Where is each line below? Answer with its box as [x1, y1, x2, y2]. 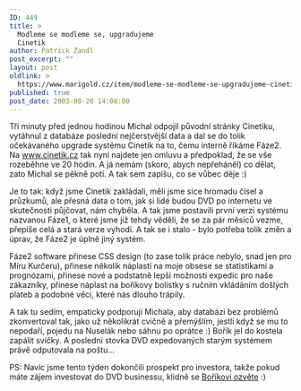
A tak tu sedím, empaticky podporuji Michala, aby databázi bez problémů [9, 307, 279, 317]
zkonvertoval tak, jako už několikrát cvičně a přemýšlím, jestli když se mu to [9, 316, 288, 327]
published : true [9, 88, 70, 97]
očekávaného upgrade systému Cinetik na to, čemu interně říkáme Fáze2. [9, 140, 282, 151]
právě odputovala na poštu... [9, 344, 115, 355]
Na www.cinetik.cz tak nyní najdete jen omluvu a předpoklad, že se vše [9, 150, 272, 161]
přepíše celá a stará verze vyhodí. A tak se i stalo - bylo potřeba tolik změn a [9, 224, 292, 235]
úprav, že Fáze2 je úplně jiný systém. [9, 234, 146, 245]
